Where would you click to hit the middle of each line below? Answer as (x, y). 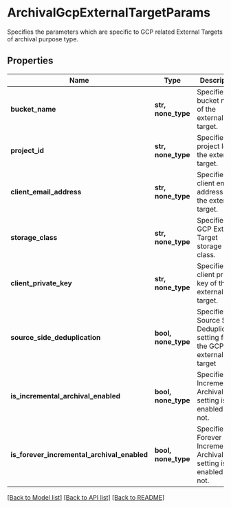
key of (207, 283)
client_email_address (46, 192)
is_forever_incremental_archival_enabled (79, 454)
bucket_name (33, 109)
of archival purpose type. (43, 39)
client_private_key (41, 283)
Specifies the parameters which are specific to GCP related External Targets (115, 32)
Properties (30, 61)
